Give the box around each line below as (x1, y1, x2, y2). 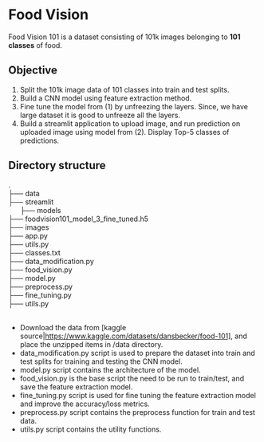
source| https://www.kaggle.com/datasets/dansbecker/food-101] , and (19, 331, 247, 341)
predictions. (19, 136, 60, 145)
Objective (8, 64, 58, 77)
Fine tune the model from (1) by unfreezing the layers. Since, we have (19, 101, 249, 111)
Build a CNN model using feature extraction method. (19, 93, 192, 103)
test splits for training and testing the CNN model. (19, 357, 183, 366)
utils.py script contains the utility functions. (19, 424, 162, 434)
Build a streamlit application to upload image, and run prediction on (19, 118, 241, 128)
